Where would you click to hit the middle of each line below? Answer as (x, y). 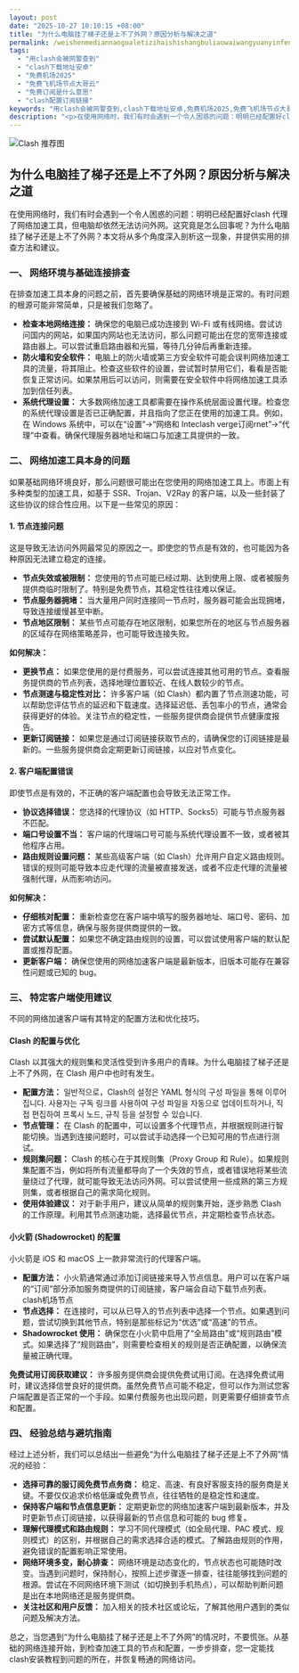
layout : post (33, 17)
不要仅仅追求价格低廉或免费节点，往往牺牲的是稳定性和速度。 (151, 1495)
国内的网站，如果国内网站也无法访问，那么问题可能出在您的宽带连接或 (158, 335)
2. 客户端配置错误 (41, 771)
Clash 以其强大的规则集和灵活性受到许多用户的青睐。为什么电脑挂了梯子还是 (149, 1062)
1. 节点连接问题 (36, 526)
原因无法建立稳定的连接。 (64, 559)
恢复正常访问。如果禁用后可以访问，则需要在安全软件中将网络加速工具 (151, 380)
